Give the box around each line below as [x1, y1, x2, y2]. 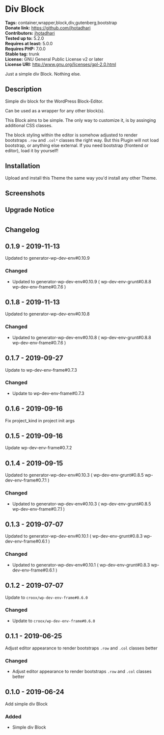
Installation [5, 162, 40, 170]
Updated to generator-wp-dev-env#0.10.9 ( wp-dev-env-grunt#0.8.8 [12, 278, 151, 284]
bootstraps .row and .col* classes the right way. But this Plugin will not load [5, 137, 159, 143]
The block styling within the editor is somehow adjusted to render [5, 132, 138, 138]
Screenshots [5, 189, 45, 197]
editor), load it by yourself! [5, 147, 59, 153]
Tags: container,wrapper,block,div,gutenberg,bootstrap [5, 20, 117, 26]
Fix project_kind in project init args [5, 417, 75, 423]
